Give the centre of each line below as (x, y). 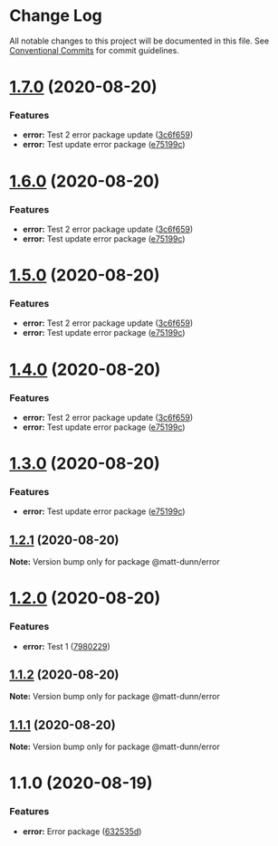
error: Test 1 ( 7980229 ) (66, 646)
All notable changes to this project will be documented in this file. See (139, 41)
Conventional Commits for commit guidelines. (94, 50)
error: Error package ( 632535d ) (82, 831)
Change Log (56, 16)
